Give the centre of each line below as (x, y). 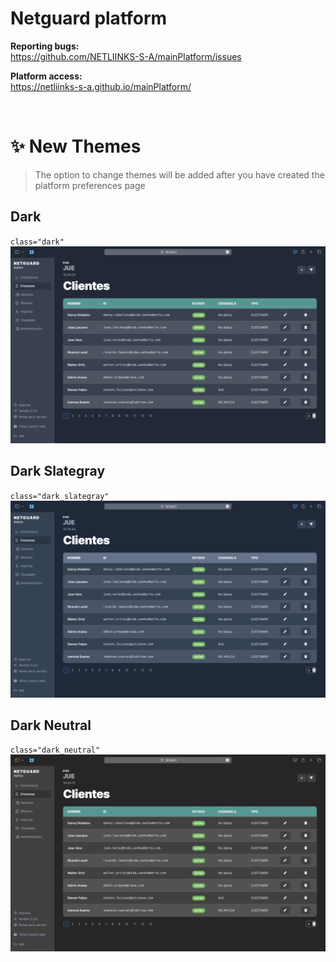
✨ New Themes (76, 146)
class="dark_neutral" (55, 750)
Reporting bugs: (45, 46)
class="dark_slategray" (60, 496)
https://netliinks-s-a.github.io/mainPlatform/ (101, 86)
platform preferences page (90, 185)
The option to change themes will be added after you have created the (179, 174)
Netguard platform (89, 18)
